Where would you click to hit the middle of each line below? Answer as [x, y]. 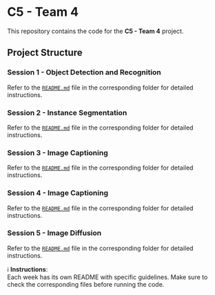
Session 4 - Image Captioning [58, 193]
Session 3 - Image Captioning [58, 152]
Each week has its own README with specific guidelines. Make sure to [107, 277]
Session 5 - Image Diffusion [54, 233]
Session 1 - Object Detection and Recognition [84, 72]
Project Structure [45, 53]
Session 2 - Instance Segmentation [67, 112]
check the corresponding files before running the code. [86, 284]
